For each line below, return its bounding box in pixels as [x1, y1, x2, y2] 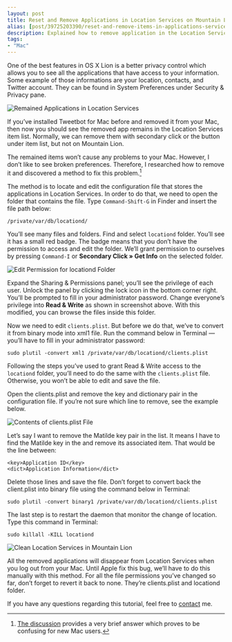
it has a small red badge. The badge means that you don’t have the [7, 237, 197, 246]
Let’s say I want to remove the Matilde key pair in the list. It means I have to [7, 431, 220, 439]
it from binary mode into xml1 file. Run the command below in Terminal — [7, 329, 215, 337]
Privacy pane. [7, 91, 46, 99]
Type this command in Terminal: [7, 517, 99, 526]
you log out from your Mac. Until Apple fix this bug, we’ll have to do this [7, 564, 211, 572]
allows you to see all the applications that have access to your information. [7, 68, 220, 77]
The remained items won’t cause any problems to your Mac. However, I [7, 153, 210, 161]
